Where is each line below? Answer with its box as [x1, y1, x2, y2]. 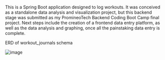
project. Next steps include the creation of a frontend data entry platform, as [5, 20, 160, 26]
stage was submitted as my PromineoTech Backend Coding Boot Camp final [5, 15, 160, 20]
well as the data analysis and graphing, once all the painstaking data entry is [5, 25, 160, 31]
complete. [5, 30, 26, 36]
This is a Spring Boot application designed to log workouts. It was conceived [5, 4, 161, 10]
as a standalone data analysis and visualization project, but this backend [5, 9, 152, 15]
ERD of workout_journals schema [5, 40, 73, 46]
